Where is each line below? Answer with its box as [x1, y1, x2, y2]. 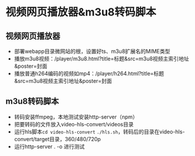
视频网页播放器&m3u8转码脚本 [5, 5, 156, 19]
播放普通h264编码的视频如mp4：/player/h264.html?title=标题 [14, 70, 164, 77]
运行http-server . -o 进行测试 [14, 143, 85, 150]
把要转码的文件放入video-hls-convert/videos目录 [14, 120, 134, 128]
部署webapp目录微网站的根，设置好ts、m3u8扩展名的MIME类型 [14, 48, 171, 55]
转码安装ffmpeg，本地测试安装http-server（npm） [14, 113, 138, 120]
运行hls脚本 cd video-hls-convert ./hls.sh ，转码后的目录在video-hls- [14, 128, 185, 135]
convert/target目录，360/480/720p [14, 135, 101, 142]
